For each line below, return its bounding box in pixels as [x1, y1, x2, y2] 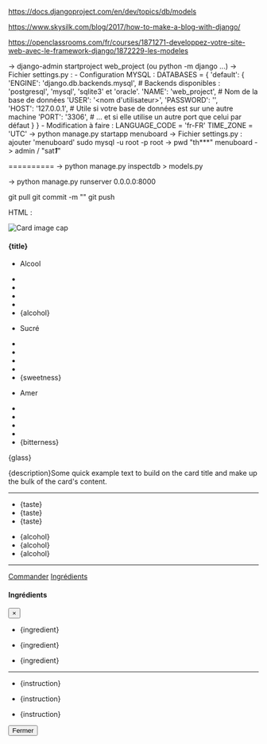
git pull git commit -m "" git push [8, 193, 115, 201]
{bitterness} [19, 438, 60, 447]
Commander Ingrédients [8, 572, 88, 582]
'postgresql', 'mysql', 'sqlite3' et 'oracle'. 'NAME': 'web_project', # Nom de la [8, 87, 258, 96]
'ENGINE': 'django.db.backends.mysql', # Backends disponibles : [8, 79, 221, 88]
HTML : [8, 208, 33, 217]
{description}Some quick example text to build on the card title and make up [8, 469, 258, 478]
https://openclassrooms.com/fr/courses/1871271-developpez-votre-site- [8, 37, 246, 47]
